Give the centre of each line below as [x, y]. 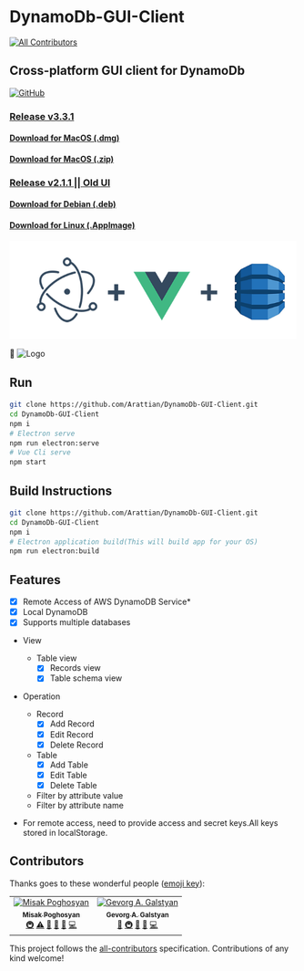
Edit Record [71, 734]
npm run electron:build [55, 551]
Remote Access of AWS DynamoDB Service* [106, 602]
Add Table [69, 765]
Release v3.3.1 [42, 116]
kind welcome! [37, 958]
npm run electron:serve [55, 443]
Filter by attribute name [80, 805]
